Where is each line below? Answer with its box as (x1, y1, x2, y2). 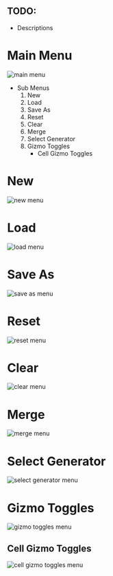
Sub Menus (16, 84, 50, 92)
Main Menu (7, 48, 73, 63)
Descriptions (16, 23, 53, 32)
